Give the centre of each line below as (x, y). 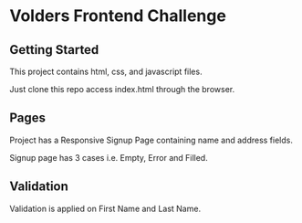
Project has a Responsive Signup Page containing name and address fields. (151, 140)
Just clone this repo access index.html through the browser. (122, 89)
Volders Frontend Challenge (118, 16)
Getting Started (54, 50)
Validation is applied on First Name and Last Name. (105, 208)
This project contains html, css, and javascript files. (106, 71)
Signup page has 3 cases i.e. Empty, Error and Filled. (109, 157)
